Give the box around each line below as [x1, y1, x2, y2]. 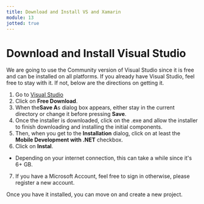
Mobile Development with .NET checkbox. [15, 136, 124, 143]
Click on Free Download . [15, 98, 78, 105]
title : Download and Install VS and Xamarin [6, 8, 121, 15]
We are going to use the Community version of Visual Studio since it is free [6, 66, 194, 73]
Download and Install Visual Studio [6, 46, 186, 60]
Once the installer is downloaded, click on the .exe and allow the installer [15, 117, 198, 124]
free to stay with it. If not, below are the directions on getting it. [6, 80, 164, 87]
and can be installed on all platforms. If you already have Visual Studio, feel [6, 73, 195, 80]
